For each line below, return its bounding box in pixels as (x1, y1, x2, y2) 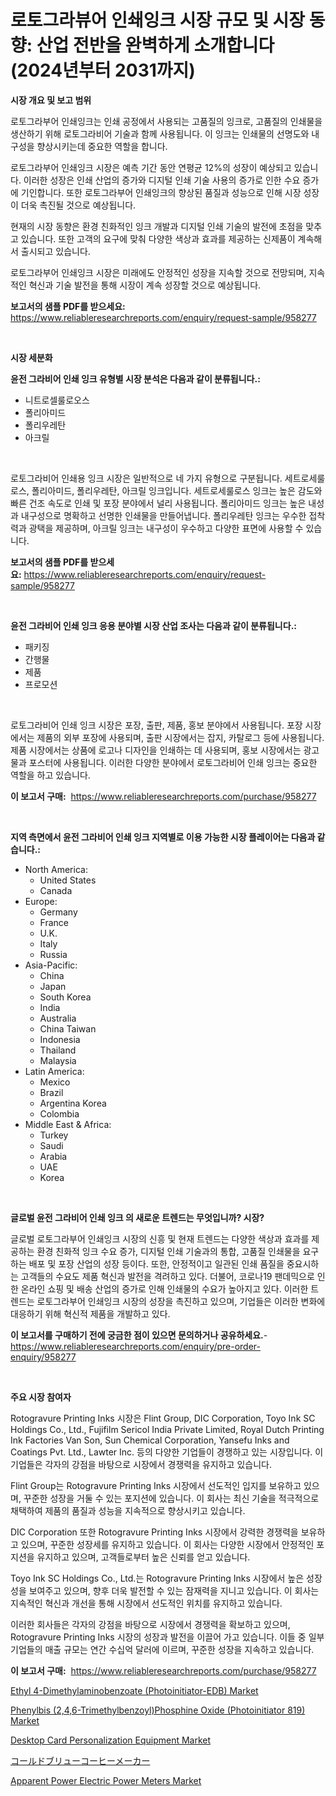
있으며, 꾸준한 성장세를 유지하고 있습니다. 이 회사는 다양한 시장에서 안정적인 (20, 1538, 315, 1550)
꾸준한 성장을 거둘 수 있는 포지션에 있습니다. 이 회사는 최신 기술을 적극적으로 (23, 1492, 320, 1504)
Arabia (39, 1150, 68, 1162)
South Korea (39, 991, 92, 1003)
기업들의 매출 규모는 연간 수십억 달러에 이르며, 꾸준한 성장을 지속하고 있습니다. (10, 1643, 315, 1655)
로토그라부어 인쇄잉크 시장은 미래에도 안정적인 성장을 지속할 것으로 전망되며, (10, 266, 307, 278)
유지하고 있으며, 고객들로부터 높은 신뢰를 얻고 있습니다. (36, 1551, 251, 1563)
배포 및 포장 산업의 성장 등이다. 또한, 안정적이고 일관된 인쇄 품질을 (28, 1257, 285, 1270)
